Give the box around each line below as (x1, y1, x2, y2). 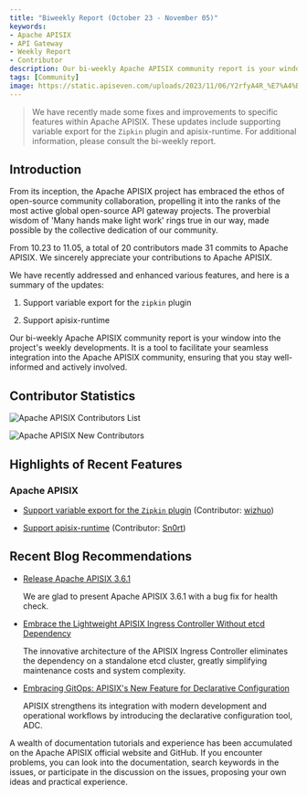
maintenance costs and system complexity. (22, 665, 185, 676)
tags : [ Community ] (9, 73, 79, 82)
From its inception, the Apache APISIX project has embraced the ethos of (9, 186, 285, 197)
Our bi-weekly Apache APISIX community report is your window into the (9, 332, 281, 343)
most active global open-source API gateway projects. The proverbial (9, 205, 271, 216)
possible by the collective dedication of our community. (9, 225, 218, 236)
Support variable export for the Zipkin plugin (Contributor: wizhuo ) (22, 504, 274, 516)
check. (22, 600, 48, 612)
